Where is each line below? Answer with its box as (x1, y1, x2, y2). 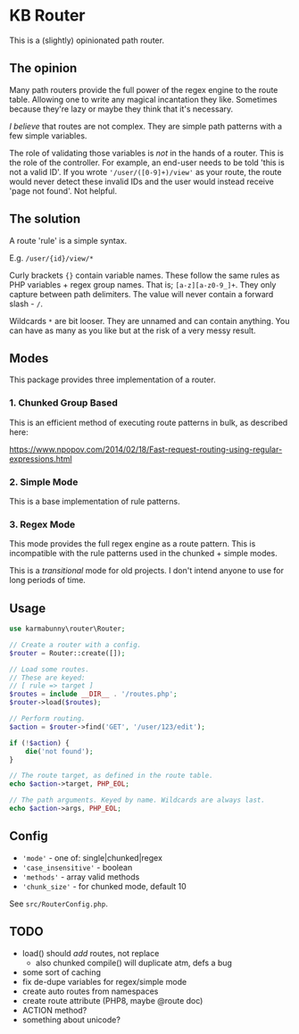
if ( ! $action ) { (9, 738, 70, 747)
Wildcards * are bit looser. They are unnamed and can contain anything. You (9, 315, 290, 326)
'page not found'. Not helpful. (9, 185, 118, 196)
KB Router (9, 5, 87, 26)
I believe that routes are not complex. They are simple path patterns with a (9, 121, 283, 131)
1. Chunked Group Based (9, 396, 119, 409)
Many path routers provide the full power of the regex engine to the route (9, 84, 278, 95)
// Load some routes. (9, 664, 90, 674)
